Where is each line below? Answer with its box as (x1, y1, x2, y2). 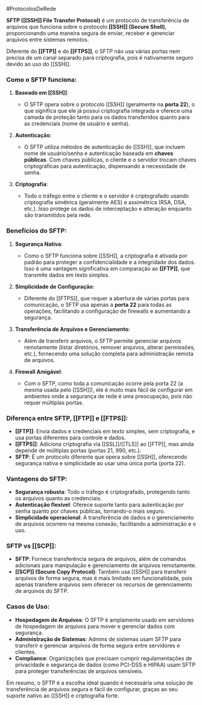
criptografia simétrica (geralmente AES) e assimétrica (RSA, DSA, (24, 199, 187, 206)
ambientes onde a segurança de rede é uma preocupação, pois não (24, 392, 193, 399)
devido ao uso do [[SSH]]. (6, 60, 71, 67)
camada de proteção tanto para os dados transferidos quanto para (24, 114, 190, 121)
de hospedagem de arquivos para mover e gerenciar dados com (14, 622, 175, 630)
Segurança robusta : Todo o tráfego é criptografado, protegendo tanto (14, 488, 190, 496)
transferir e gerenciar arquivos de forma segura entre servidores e (14, 642, 180, 649)
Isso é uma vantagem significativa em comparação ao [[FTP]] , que (24, 265, 191, 272)
